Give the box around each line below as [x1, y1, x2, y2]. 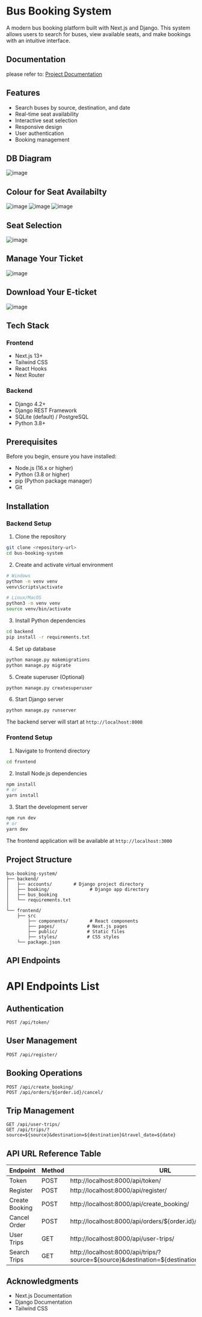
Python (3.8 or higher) [14, 471, 70, 478]
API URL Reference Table [6, 1148, 102, 1159]
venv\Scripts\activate [6, 584, 63, 590]
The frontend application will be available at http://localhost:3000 [6, 837, 173, 844]
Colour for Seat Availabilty [6, 187, 107, 197]
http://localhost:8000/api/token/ [70, 1177, 161, 1185]
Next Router [14, 372, 45, 379]
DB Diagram [6, 153, 52, 163]
